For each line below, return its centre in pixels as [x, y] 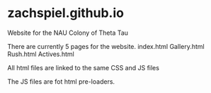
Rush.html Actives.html [41, 54]
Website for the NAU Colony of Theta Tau [68, 33]
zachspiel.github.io [65, 13]
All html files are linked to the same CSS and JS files [83, 67]
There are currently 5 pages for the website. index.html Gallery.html [106, 46]
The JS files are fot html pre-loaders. [61, 81]
